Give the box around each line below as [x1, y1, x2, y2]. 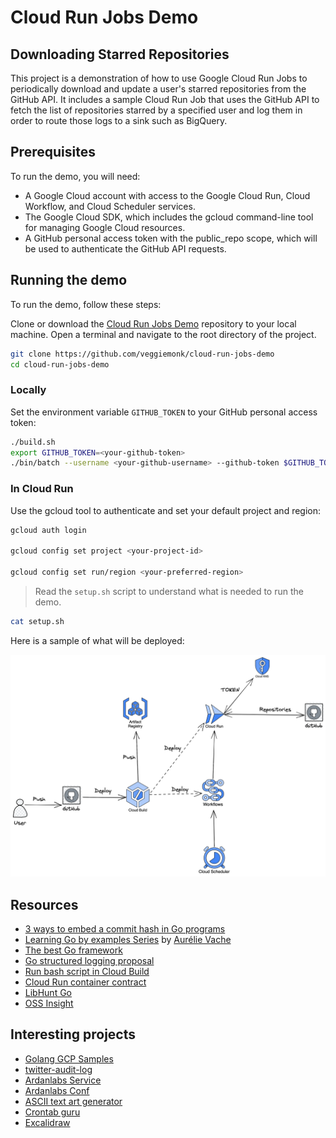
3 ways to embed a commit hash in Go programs [24, 923, 226, 935]
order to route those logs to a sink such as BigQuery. [10, 115, 228, 126]
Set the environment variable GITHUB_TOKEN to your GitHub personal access [10, 406, 318, 418]
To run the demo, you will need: [10, 170, 141, 182]
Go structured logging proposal [24, 955, 155, 967]
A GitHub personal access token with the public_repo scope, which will [24, 232, 318, 244]
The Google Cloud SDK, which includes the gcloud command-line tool [24, 211, 314, 223]
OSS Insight [24, 997, 74, 1010]
